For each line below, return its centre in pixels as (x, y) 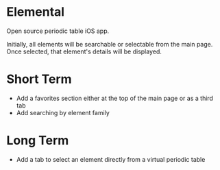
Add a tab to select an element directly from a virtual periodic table (111, 159)
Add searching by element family (63, 112)
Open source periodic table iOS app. (58, 31)
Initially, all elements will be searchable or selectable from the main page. (110, 44)
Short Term (39, 79)
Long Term (38, 141)
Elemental (36, 12)
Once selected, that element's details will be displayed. (84, 51)
